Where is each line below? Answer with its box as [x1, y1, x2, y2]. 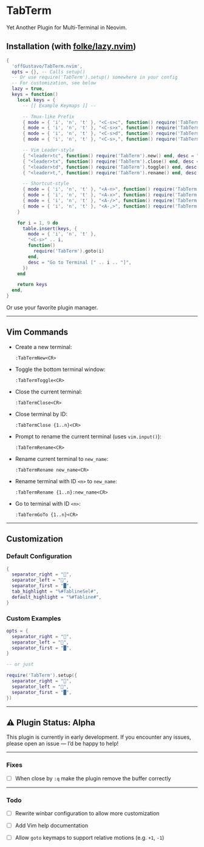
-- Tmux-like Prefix [22, 114, 75, 120]
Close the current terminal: [15, 388, 83, 395]
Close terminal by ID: [15, 410, 68, 418]
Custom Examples [6, 614, 61, 622]
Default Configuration [6, 552, 72, 560]
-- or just [6, 661, 34, 668]
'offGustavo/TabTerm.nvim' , [12, 63, 83, 69]
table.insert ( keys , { [22, 225, 78, 231]
